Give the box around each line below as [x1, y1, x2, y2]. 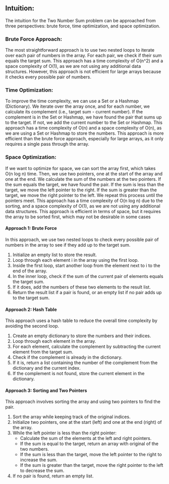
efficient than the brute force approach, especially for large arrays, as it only [5, 136, 164, 142]
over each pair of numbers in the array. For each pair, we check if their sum [5, 53, 162, 59]
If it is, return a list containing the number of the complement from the [12, 359, 158, 366]
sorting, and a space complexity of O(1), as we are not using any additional [5, 203, 160, 209]
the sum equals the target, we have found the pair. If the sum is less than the [5, 181, 164, 187]
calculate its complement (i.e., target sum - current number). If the [5, 109, 143, 115]
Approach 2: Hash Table [5, 306, 57, 312]
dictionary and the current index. [12, 365, 81, 371]
